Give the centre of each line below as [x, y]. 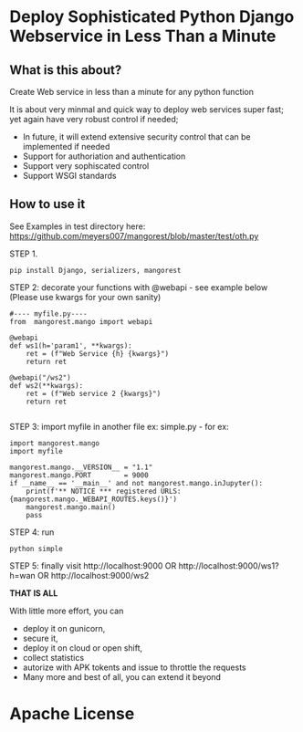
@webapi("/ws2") [40, 377]
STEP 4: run [32, 532]
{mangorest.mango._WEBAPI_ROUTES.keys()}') [94, 499]
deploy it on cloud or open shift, [83, 648]
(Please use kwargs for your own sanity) [85, 297]
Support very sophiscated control [86, 166]
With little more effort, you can [67, 611]
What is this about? [66, 70]
